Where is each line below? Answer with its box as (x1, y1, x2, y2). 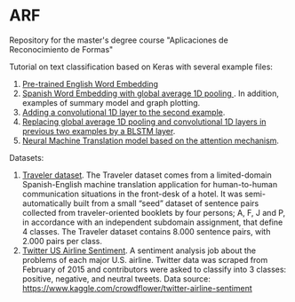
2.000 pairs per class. (21, 235, 103, 246)
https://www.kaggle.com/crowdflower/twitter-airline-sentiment (21, 282, 253, 293)
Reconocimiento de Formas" (9, 44, 114, 54)
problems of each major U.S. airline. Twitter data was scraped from (21, 254, 268, 265)
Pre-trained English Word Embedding (21, 78, 158, 89)
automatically (21, 197, 72, 209)
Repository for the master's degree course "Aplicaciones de (9, 35, 228, 45)
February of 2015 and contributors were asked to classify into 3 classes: (21, 264, 287, 274)
